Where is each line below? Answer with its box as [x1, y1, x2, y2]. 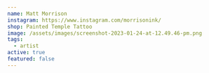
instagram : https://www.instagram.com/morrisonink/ [7, 17, 161, 24]
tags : [7, 36, 23, 43]
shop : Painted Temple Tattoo [7, 23, 93, 30]
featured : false [7, 56, 55, 63]
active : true [7, 49, 46, 56]
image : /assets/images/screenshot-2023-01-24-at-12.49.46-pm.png [7, 29, 202, 37]
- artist [13, 42, 39, 49]
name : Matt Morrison [7, 10, 68, 17]
